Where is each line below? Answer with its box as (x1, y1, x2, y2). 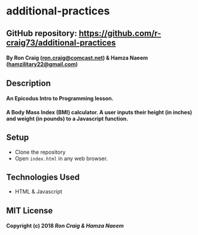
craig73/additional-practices (6, 37, 116, 47)
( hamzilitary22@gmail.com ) (6, 61, 78, 68)
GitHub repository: (6, 28, 78, 38)
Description (6, 78, 51, 88)
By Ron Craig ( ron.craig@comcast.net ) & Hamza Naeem (6, 54, 148, 61)
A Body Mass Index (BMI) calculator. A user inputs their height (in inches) (6, 108, 193, 115)
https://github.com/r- (78, 28, 162, 38)
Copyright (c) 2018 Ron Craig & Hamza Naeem (6, 222, 124, 230)
